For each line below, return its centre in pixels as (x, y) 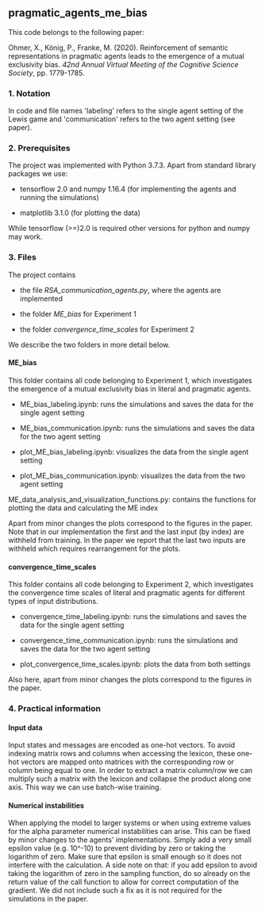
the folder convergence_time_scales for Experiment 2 (107, 329)
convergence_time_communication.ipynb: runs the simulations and (129, 640)
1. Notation (29, 93)
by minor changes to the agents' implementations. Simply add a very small (130, 840)
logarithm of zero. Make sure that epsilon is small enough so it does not (125, 857)
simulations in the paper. (48, 899)
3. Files (23, 257)
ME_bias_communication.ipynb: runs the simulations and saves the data (137, 428)
